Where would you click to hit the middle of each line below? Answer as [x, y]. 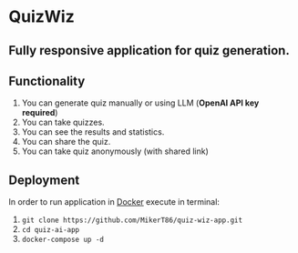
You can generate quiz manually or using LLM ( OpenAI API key [140, 103]
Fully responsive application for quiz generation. [149, 51]
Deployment [44, 180]
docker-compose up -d [62, 240]
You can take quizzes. [63, 122]
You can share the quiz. [66, 142]
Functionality [47, 81]
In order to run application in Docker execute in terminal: [114, 202]
